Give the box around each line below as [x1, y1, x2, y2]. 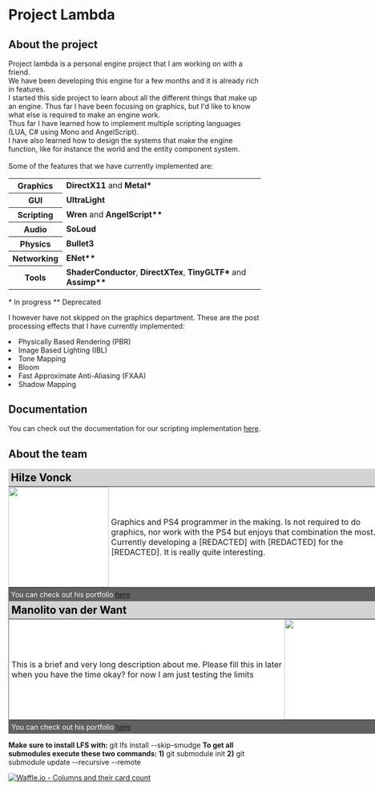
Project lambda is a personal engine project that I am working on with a [8, 59, 243, 68]
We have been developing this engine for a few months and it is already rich [8, 76, 259, 85]
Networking [12, 253, 58, 264]
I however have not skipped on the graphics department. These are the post [8, 312, 260, 322]
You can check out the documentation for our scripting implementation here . [8, 424, 261, 434]
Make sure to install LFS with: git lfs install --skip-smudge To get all [8, 740, 234, 750]
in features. [8, 84, 46, 94]
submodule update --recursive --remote [8, 757, 142, 768]
